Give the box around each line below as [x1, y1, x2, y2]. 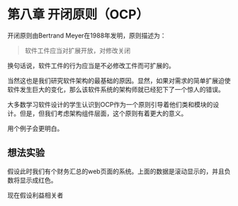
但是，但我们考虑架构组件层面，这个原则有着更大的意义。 [19, 109, 188, 118]
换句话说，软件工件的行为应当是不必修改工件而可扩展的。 [7, 61, 175, 69]
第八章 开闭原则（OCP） [7, 6, 149, 23]
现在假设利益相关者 [7, 190, 64, 199]
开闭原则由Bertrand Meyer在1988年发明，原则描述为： [7, 31, 166, 40]
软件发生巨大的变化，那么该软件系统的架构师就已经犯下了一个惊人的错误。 [7, 85, 225, 93]
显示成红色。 [19, 176, 57, 184]
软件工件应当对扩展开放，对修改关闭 [24, 46, 131, 55]
